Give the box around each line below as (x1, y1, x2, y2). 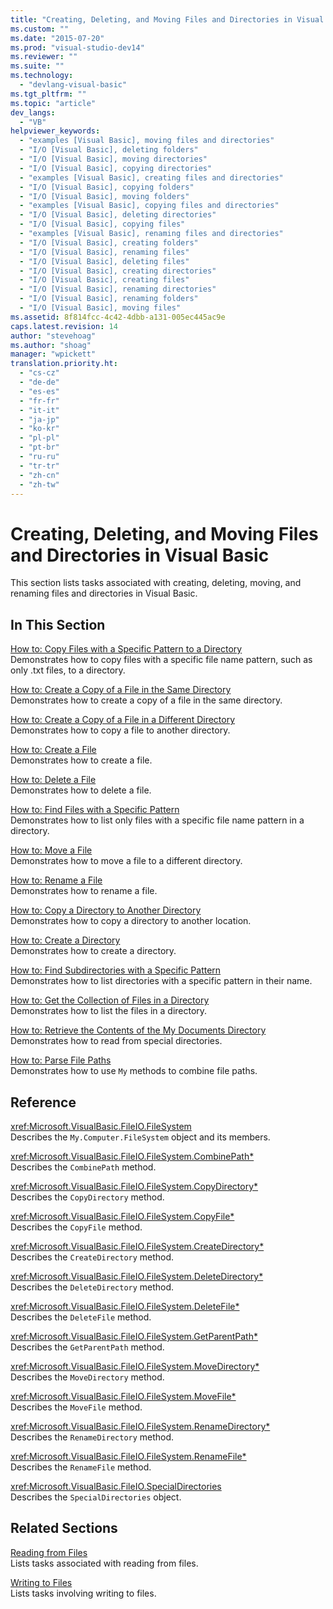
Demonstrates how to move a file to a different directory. (10, 855, 243, 867)
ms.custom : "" (10, 24, 70, 34)
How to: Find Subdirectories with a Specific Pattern (10, 964, 222, 976)
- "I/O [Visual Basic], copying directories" (19, 163, 213, 173)
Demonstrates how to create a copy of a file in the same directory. (10, 694, 283, 706)
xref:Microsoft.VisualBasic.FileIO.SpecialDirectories (10, 1480, 222, 1492)
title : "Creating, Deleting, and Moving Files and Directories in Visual (10, 14, 325, 25)
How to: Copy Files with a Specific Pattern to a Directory (10, 643, 243, 655)
